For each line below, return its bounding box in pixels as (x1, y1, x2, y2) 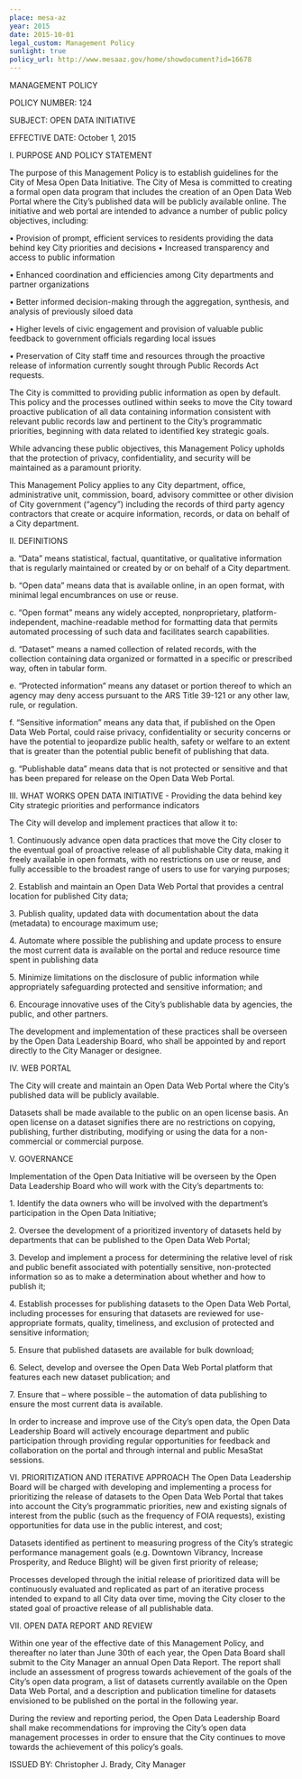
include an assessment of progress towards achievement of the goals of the (9, 1666, 292, 1677)
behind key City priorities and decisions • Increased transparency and (9, 243, 270, 253)
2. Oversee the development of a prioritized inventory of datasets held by (9, 1225, 282, 1236)
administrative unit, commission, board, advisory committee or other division (9, 489, 294, 500)
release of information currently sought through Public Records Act (9, 360, 259, 371)
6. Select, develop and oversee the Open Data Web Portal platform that (9, 1362, 273, 1372)
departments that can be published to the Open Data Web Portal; (9, 1235, 251, 1245)
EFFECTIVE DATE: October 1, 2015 (9, 133, 137, 143)
